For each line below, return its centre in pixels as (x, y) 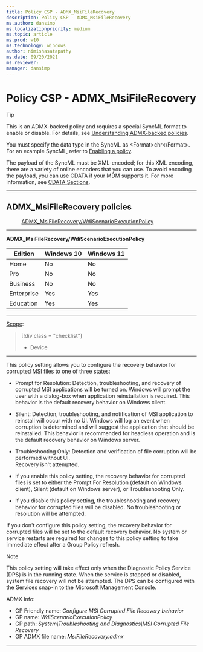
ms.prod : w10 (23, 40)
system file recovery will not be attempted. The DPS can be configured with (101, 581)
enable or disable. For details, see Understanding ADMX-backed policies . (98, 133)
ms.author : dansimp (31, 23)
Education (24, 303)
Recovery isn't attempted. (47, 464)
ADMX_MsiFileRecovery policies (69, 207)
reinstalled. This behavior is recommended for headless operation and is (105, 433)
